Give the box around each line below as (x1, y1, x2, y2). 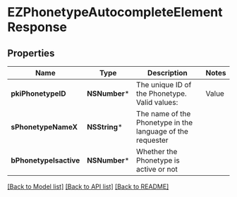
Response (7, 19, 68, 35)
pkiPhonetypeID (11, 89, 66, 99)
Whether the (136, 147, 178, 156)
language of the (136, 127, 189, 136)
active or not (136, 165, 178, 174)
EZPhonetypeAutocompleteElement (7, 4, 224, 20)
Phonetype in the (136, 117, 193, 127)
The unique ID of (136, 80, 192, 89)
